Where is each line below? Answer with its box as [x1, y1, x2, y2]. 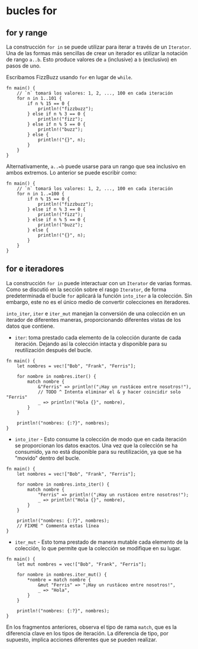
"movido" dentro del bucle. [14, 454, 81, 461]
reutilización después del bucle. [14, 346, 93, 353]
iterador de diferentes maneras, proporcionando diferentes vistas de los [6, 316, 181, 323]
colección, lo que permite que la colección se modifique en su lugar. [14, 544, 181, 551]
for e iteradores [6, 264, 64, 274]
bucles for [6, 4, 57, 18]
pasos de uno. [6, 62, 41, 69]
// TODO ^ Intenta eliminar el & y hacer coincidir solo [37, 389, 181, 395]
